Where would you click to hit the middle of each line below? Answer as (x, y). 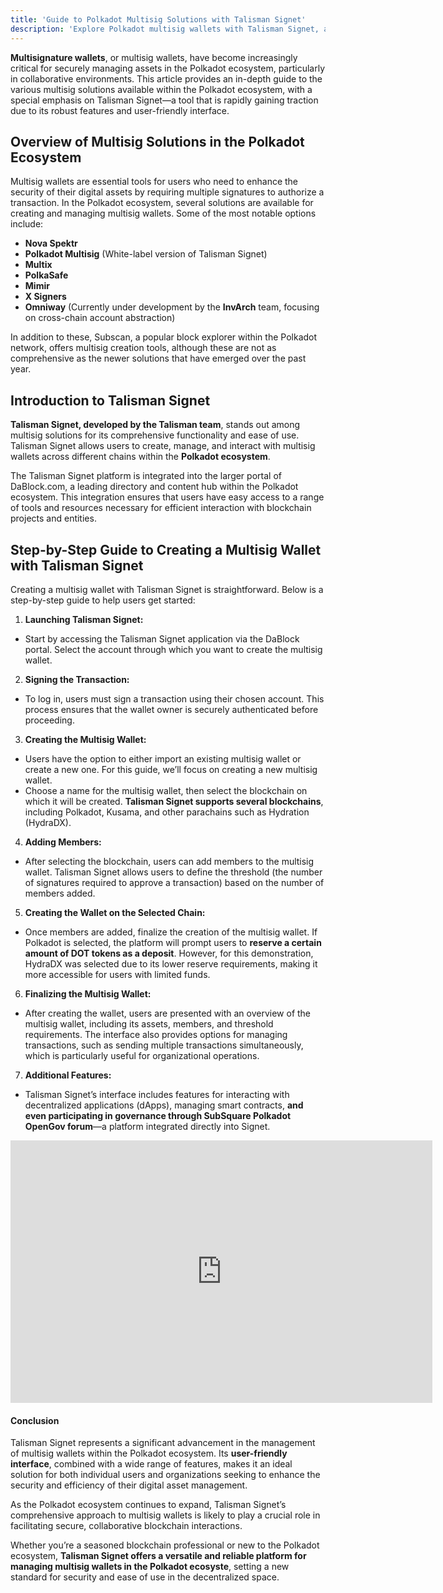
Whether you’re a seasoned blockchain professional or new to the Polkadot (165, 1545)
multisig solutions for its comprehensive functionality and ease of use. (155, 435)
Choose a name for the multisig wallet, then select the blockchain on (166, 790)
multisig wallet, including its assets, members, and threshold (149, 1023)
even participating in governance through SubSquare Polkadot (158, 1115)
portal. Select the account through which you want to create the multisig (173, 649)
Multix (38, 265)
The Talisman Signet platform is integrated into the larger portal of (146, 476)
